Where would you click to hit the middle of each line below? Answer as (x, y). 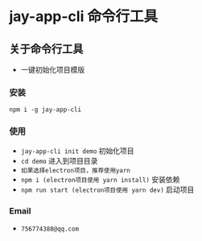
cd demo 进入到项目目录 (59, 160)
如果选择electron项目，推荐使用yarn (76, 170)
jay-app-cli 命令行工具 (84, 17)
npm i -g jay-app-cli (45, 110)
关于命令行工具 (46, 49)
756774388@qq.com (50, 229)
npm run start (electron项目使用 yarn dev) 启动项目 (107, 189)
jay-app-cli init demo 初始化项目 (78, 151)
